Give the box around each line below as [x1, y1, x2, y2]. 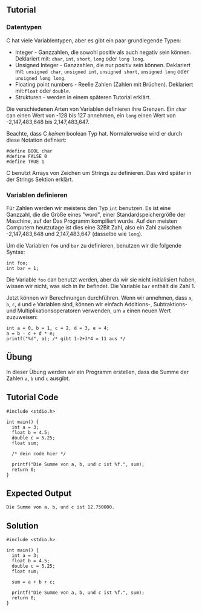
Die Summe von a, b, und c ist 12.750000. [6, 504, 115, 510]
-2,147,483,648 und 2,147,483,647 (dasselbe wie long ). [6, 230, 143, 237]
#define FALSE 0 [6, 153, 47, 159]
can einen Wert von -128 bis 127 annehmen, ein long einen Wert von [6, 111, 177, 119]
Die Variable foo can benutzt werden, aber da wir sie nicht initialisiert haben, [6, 275, 197, 283]
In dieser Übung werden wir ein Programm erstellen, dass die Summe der [6, 368, 189, 375]
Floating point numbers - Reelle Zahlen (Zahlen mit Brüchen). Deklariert [15, 81, 194, 88]
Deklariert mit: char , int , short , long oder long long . [15, 54, 145, 62]
